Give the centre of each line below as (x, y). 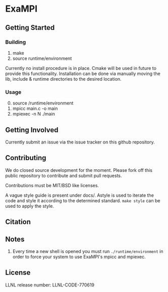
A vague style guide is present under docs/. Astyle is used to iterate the (79, 195)
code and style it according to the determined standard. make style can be (83, 200)
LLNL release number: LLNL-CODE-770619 (50, 285)
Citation (18, 222)
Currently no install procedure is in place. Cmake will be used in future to (81, 68)
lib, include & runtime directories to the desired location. (64, 79)
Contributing (26, 158)
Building (16, 42)
